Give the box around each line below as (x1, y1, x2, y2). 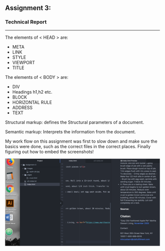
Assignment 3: (5, 4, 51, 12)
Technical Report (5, 19, 47, 25)
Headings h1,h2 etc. (12, 89, 53, 95)
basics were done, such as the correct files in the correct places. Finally (5, 143, 151, 149)
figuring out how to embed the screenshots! (5, 149, 94, 154)
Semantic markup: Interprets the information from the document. (5, 128, 136, 134)
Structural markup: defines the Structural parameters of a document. (5, 119, 144, 125)
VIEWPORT (12, 59, 35, 65)
